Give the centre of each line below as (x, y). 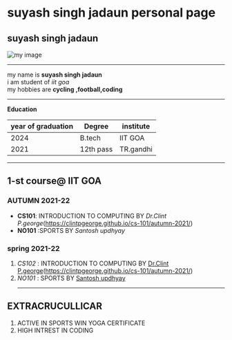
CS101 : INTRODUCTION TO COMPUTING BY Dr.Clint (92, 216)
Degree (96, 126)
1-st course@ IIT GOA (55, 181)
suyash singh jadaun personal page (112, 13)
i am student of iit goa (38, 82)
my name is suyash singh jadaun (55, 75)
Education (22, 109)
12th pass (96, 149)
